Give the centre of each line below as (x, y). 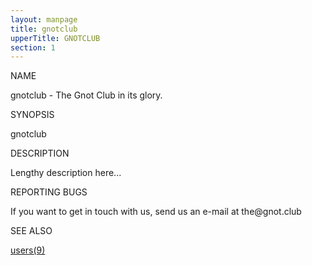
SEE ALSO (31, 231)
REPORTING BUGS (49, 192)
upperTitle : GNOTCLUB (55, 38)
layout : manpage (44, 19)
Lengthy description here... (66, 173)
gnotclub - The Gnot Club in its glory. (86, 95)
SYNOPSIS (32, 115)
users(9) (28, 250)
